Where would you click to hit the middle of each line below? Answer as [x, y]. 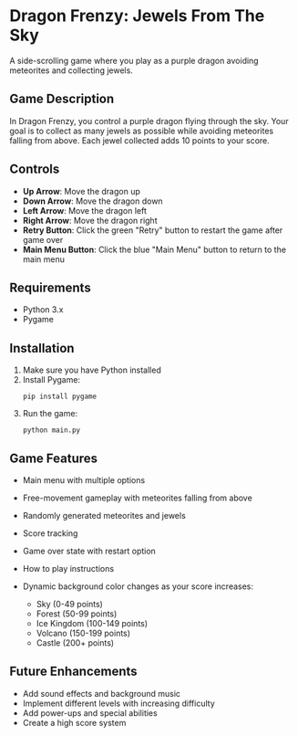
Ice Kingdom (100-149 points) [92, 623]
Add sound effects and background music [101, 693]
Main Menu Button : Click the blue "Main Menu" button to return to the [154, 249]
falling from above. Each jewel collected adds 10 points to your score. [140, 140]
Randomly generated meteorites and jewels [104, 516]
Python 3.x [43, 310]
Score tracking [50, 533]
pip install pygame [60, 397]
